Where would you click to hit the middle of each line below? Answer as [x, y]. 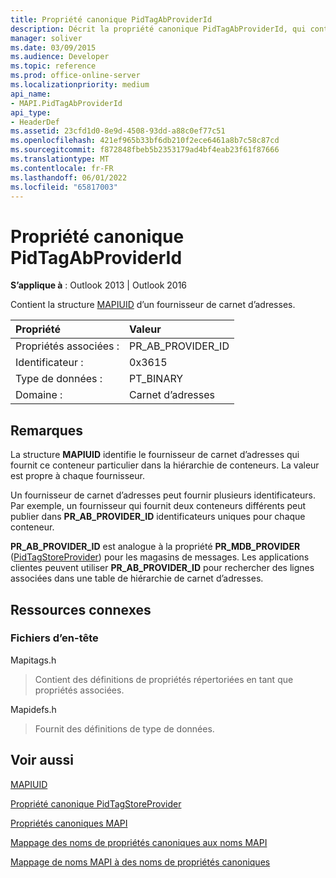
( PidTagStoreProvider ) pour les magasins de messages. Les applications [160, 557]
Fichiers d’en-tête [54, 638]
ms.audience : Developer [60, 57]
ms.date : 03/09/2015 [53, 47]
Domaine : [39, 395]
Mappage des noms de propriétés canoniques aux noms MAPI [139, 842]
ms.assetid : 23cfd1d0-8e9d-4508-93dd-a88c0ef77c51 [118, 131]
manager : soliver [46, 38]
